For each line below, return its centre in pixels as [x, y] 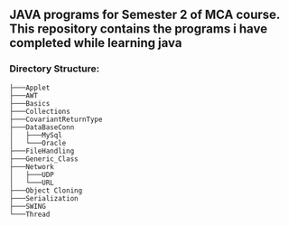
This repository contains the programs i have [139, 29]
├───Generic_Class [44, 159]
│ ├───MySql [36, 135]
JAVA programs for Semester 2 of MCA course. [144, 15]
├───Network [32, 166]
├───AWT [24, 95]
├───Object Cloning [46, 190]
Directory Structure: [55, 69]
